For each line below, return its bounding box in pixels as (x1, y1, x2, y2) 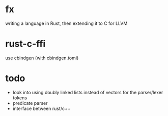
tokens (12, 95, 27, 101)
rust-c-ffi (5, 38, 46, 50)
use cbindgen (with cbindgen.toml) (5, 55, 79, 61)
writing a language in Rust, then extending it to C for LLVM (5, 20, 128, 26)
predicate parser (12, 100, 48, 106)
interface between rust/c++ (12, 105, 71, 111)
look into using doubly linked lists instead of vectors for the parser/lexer (12, 89, 163, 95)
